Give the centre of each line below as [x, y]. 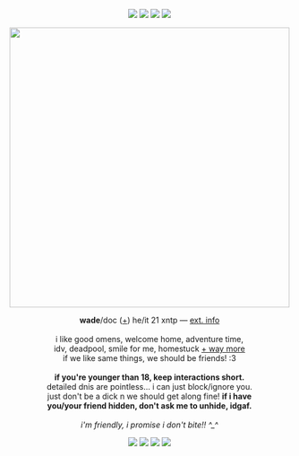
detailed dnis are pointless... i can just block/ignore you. [149, 387]
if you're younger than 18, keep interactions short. [149, 377]
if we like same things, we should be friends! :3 [149, 358]
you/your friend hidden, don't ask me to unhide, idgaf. [149, 406]
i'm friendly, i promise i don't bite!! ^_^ [149, 425]
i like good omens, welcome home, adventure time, [149, 339]
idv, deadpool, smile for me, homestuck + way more [149, 348]
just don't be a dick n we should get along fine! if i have [149, 396]
